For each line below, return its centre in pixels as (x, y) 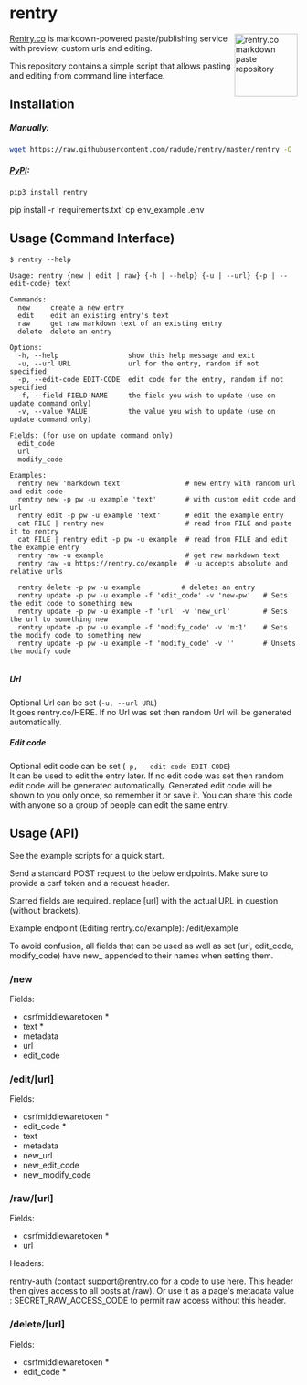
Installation (42, 105)
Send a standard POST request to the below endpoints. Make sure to (138, 873)
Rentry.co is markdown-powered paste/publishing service (119, 38)
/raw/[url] (32, 1199)
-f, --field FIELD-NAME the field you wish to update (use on (147, 396)
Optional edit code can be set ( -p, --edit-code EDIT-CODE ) (120, 766)
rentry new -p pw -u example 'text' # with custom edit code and (157, 499)
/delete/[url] (37, 1325)
